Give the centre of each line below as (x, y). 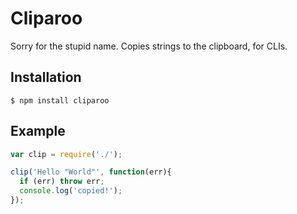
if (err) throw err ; (62, 182)
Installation (46, 77)
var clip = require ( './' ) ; (66, 154)
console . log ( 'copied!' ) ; (71, 191)
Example (38, 131)
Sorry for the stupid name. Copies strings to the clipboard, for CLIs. (149, 46)
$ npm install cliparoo (60, 100)
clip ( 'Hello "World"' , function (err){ (91, 172)
